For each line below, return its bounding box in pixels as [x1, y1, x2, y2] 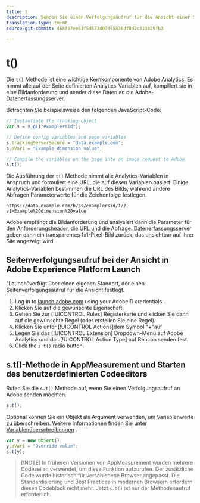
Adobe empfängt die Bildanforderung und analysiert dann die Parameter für [6, 219, 192, 226]
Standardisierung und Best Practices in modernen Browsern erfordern [20, 478, 193, 486]
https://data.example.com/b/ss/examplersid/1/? [6, 203, 127, 209]
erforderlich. [20, 491, 52, 498]
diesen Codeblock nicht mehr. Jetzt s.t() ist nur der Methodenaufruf [20, 485, 191, 492]
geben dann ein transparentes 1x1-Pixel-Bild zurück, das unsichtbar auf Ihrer [6, 231, 194, 238]
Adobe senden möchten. [6, 391, 67, 398]
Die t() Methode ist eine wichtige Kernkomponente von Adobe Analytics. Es [6, 76, 193, 83]
